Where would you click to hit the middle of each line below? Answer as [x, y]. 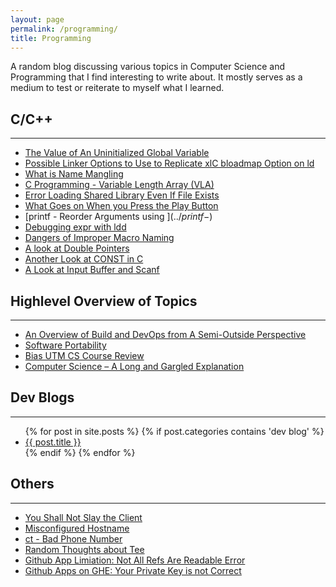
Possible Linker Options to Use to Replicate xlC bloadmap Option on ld [169, 163]
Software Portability [65, 345]
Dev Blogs [42, 397]
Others [32, 484]
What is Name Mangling [74, 174]
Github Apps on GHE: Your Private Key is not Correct [133, 570]
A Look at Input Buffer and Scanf [92, 270]
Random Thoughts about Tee [84, 549]
